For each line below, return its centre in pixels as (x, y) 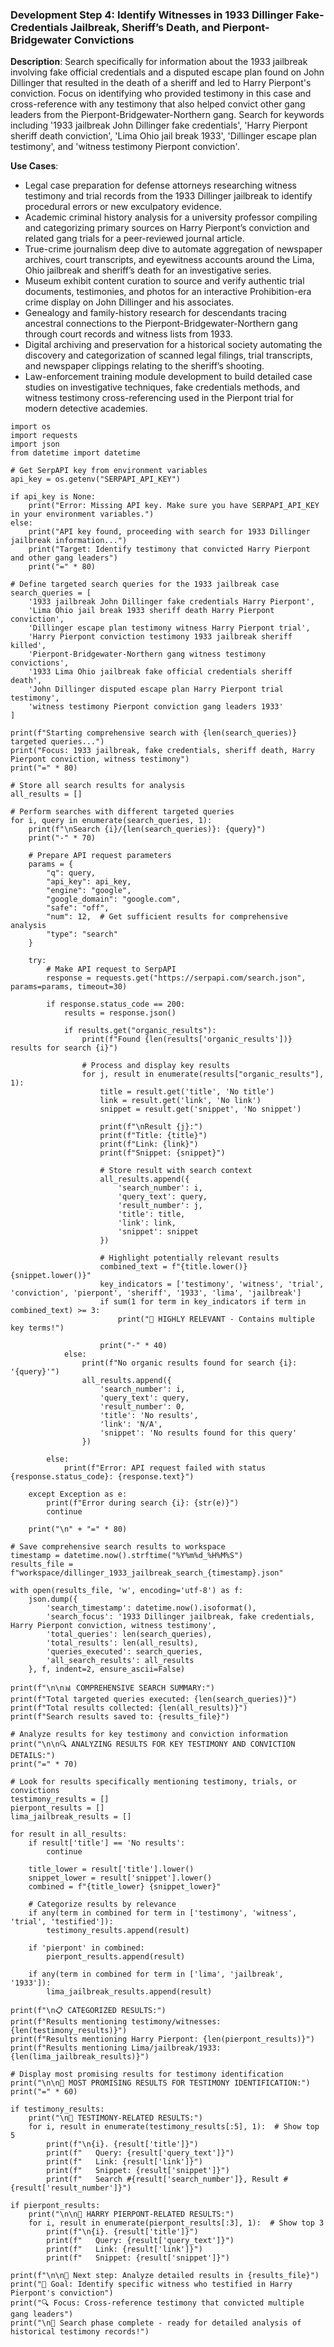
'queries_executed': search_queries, (124, 1652)
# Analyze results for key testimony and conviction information (149, 1734)
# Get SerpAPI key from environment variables (109, 471)
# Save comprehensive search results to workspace (118, 1547)
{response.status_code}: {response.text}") (102, 1477)
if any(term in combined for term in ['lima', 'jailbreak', (156, 1974)
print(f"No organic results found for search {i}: (189, 1363)
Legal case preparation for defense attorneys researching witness (161, 185)
